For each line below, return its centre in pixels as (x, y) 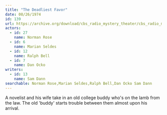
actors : (13, 28)
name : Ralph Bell (32, 56)
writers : (14, 70)
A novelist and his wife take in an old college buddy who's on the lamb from (83, 98)
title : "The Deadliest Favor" (37, 10)
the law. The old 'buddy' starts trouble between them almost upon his (76, 103)
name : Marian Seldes (35, 47)
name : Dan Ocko (30, 65)
